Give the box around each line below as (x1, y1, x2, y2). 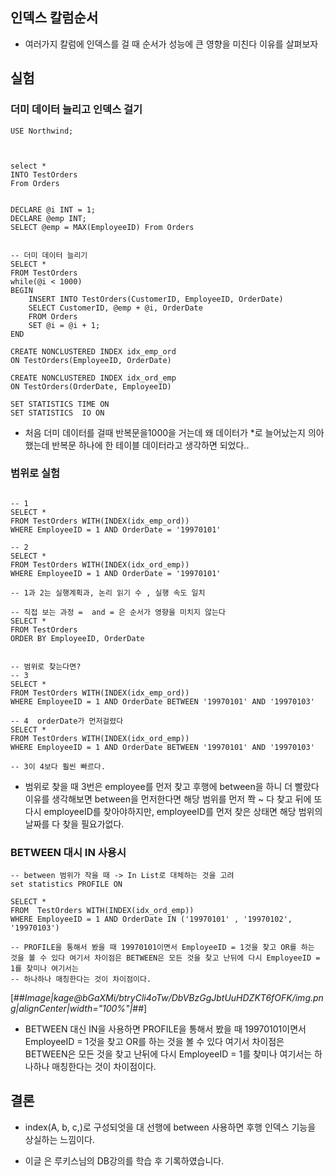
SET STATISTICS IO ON (10, 408, 105, 418)
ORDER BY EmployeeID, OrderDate (10, 633, 145, 643)
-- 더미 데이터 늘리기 (10, 250, 88, 260)
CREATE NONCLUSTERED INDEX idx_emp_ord (10, 346, 177, 357)
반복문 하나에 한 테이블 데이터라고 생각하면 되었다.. (51, 439, 250, 451)
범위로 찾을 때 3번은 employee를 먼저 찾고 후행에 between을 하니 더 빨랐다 (24, 780, 320, 792)
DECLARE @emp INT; (10, 213, 87, 223)
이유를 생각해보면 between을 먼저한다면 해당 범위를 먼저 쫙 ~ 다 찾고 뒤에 (24, 793, 312, 805)
